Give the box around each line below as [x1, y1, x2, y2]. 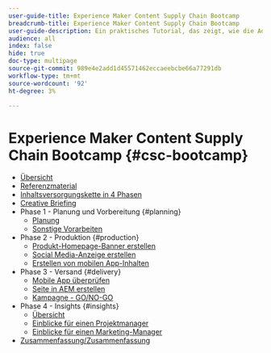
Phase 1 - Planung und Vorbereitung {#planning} [19, 207, 181, 216]
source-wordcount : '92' [8, 79, 89, 87]
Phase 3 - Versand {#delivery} [19, 267, 122, 277]
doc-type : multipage [8, 57, 78, 65]
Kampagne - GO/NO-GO [31, 292, 114, 303]
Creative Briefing [19, 199, 77, 208]
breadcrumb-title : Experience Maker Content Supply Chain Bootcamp [8, 19, 240, 27]
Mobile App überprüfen [31, 275, 110, 285]
